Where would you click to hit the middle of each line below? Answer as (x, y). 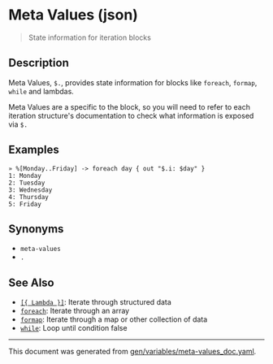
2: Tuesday (27, 183)
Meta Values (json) (73, 15)
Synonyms (36, 229)
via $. (18, 124)
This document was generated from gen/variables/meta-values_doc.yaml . (132, 352)
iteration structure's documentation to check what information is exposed (131, 115)
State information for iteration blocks (90, 37)
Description (39, 63)
